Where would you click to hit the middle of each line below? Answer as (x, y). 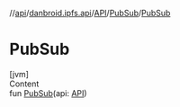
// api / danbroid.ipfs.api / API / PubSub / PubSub (90, 13)
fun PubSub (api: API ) (48, 93)
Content (24, 84)
